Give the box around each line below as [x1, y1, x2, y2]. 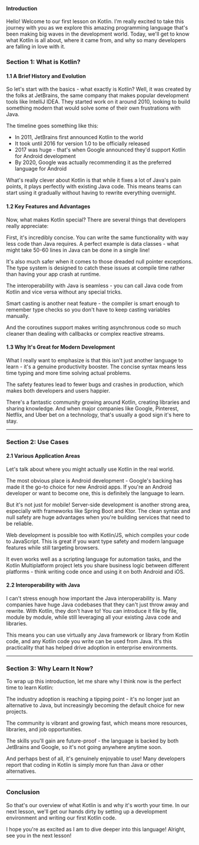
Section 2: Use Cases [6, 438, 69, 446]
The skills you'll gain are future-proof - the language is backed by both [6, 737, 179, 744]
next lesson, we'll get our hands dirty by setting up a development [6, 808, 168, 815]
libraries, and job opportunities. [6, 726, 83, 733]
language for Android [14, 165, 67, 172]
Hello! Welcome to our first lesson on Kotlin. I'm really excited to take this [6, 18, 184, 25]
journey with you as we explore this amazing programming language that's [6, 24, 188, 31]
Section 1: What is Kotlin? [6, 58, 81, 66]
